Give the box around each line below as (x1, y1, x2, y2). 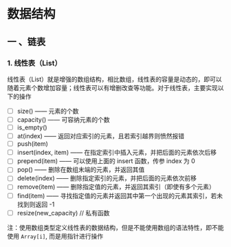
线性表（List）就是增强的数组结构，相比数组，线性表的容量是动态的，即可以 (7, 75, 222, 83)
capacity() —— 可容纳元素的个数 (16, 115, 110, 124)
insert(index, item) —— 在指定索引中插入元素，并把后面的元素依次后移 (16, 149, 217, 157)
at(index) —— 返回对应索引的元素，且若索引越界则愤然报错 (16, 132, 185, 140)
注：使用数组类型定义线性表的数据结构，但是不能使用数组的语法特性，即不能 (7, 223, 224, 231)
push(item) (16, 140, 48, 148)
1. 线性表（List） (7, 58, 62, 67)
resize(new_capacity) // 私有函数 (16, 208, 110, 217)
